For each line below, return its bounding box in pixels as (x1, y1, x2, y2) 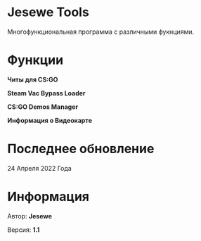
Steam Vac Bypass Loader (7, 89, 86, 97)
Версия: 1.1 (7, 226, 40, 234)
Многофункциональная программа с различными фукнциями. (7, 27, 195, 36)
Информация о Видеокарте (7, 116, 93, 124)
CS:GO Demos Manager (7, 103, 79, 111)
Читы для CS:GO (7, 75, 58, 84)
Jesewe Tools (7, 4, 89, 20)
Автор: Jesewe (7, 211, 53, 220)
